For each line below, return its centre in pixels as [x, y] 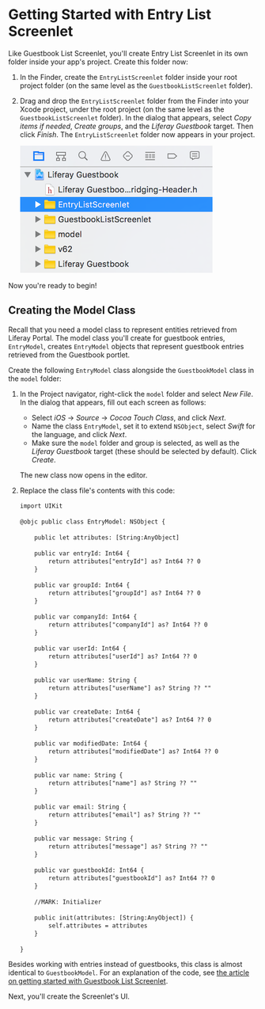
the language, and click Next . [79, 434]
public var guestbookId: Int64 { [89, 870]
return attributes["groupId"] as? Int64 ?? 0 [125, 593]
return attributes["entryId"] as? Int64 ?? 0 [125, 561]
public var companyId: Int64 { [86, 617]
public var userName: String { [86, 680]
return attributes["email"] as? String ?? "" [125, 815]
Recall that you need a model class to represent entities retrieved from [123, 329]
